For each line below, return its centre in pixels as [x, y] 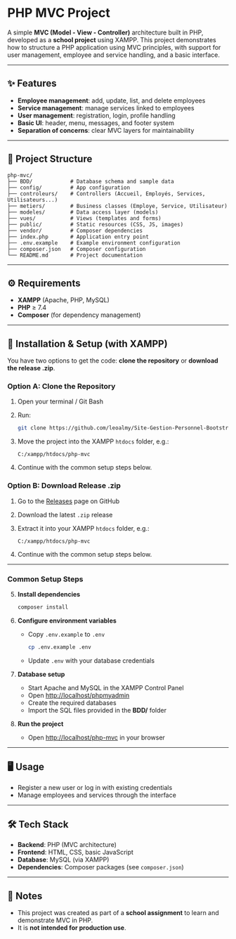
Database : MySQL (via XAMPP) [63, 860]
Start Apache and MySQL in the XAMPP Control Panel [106, 687]
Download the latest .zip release [65, 514]
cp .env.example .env [59, 647]
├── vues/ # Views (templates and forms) [84, 218]
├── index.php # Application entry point [78, 237]
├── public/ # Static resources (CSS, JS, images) [96, 224]
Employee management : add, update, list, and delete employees [111, 101]
